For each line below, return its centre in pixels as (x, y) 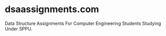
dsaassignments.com (52, 9)
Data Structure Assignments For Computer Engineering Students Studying (83, 23)
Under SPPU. (19, 28)
